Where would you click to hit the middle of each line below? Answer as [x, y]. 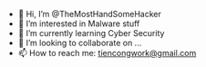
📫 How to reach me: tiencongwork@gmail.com [107, 53]
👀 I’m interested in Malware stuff [79, 24]
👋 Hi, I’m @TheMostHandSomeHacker [89, 14]
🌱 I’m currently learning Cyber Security [91, 33]
